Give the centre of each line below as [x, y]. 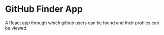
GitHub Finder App [44, 9]
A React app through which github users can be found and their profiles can [82, 23]
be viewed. [16, 28]
